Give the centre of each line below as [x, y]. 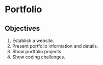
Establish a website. [33, 40]
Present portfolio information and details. [55, 46]
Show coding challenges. [39, 57]
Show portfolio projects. [37, 51]
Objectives [22, 28]
